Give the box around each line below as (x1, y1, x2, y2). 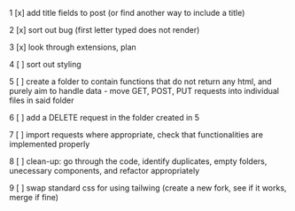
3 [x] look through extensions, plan (9, 42, 137, 52)
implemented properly (9, 139, 90, 149)
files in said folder (9, 95, 74, 105)
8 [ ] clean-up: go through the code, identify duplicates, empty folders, (9, 156, 268, 167)
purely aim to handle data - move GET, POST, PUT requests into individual (9, 86, 279, 96)
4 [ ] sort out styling (9, 59, 82, 69)
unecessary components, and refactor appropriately (9, 166, 200, 176)
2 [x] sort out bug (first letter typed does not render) (9, 25, 200, 35)
